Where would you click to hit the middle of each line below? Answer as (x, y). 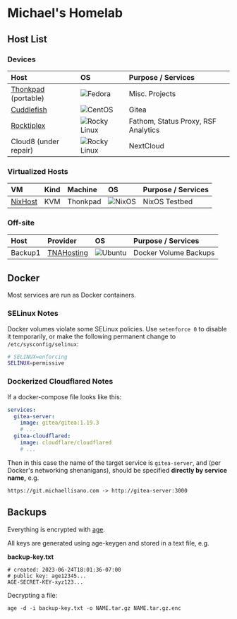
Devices (22, 59)
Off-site (21, 223)
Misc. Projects (152, 93)
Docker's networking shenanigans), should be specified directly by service (117, 470)
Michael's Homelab (65, 13)
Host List (28, 39)
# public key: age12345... (47, 576)
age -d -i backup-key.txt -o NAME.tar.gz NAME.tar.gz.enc (94, 608)
